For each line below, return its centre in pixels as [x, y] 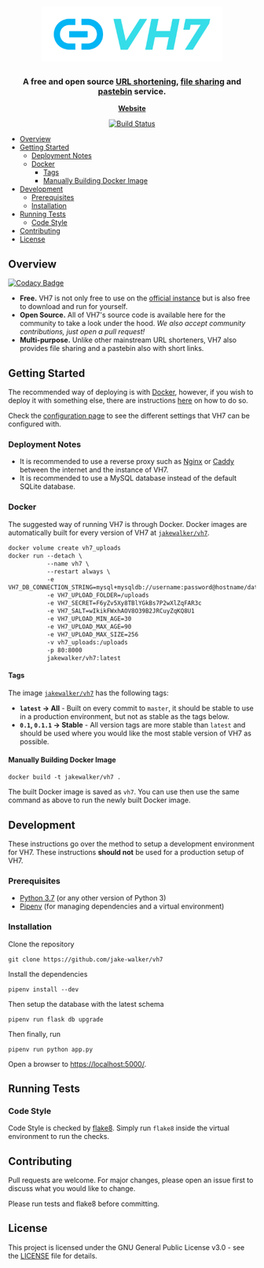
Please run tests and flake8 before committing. [84, 1204]
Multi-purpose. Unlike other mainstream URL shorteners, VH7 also [128, 340]
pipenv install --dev [44, 990]
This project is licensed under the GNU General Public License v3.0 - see [126, 1247]
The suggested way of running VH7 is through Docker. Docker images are [128, 524]
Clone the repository [41, 944]
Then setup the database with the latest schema [86, 1004]
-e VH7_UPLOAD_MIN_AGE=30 [89, 619]
